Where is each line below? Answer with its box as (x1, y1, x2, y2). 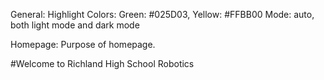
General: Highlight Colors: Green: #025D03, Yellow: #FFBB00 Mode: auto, (10, 9, 315, 20)
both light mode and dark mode (10, 19, 140, 31)
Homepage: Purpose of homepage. (10, 39, 156, 50)
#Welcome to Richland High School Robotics (10, 58, 195, 69)
